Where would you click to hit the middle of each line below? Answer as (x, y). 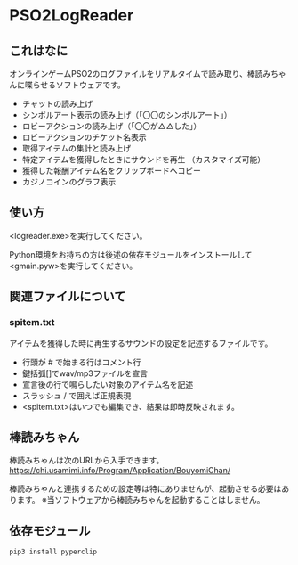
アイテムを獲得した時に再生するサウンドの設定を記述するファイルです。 (141, 343)
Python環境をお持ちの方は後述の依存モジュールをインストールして (131, 254)
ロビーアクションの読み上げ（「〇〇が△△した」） (112, 126)
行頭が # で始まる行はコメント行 (81, 362)
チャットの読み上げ (57, 104)
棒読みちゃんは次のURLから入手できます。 (87, 461)
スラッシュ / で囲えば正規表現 (77, 395)
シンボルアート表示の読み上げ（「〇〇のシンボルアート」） (127, 115)
